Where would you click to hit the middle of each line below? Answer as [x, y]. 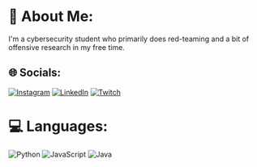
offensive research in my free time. [67, 47]
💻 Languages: [58, 126]
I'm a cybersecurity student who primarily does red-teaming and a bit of [129, 39]
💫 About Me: [51, 17]
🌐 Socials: [35, 73]
